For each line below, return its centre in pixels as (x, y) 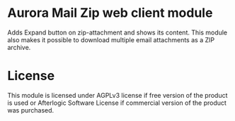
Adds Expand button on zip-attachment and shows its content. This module (117, 32)
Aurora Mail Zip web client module (110, 13)
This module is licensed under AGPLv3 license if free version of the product (117, 95)
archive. (19, 47)
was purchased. (31, 110)
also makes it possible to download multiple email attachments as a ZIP (111, 39)
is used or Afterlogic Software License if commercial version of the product (117, 103)
